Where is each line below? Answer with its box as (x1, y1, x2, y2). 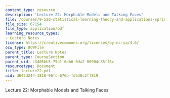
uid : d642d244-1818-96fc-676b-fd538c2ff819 (5, 73, 99, 78)
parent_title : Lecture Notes (5, 50, 67, 55)
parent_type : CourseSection (5, 54, 65, 60)
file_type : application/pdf (5, 26, 65, 31)
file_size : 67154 (5, 21, 42, 27)
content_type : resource (5, 7, 56, 13)
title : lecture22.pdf (5, 69, 51, 74)
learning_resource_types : (5, 31, 60, 36)
